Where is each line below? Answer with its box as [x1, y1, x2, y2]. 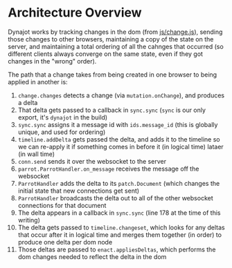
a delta [17, 98, 38, 106]
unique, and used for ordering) [17, 128, 106, 136]
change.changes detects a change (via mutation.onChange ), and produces [17, 91, 224, 99]
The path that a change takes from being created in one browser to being [8, 70, 217, 79]
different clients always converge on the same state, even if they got [8, 50, 204, 58]
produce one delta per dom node [17, 238, 113, 246]
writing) [17, 216, 40, 224]
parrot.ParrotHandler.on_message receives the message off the [17, 164, 199, 173]
